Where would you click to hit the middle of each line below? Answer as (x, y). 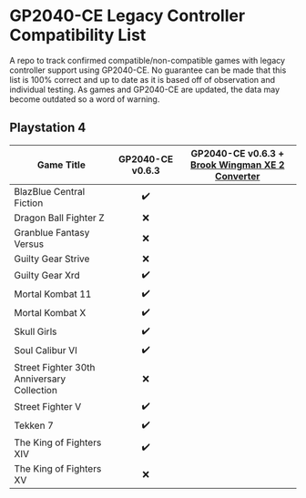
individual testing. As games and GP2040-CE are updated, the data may (145, 89)
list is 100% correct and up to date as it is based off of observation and (143, 79)
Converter (238, 176)
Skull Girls (36, 331)
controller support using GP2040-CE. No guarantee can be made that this (148, 70)
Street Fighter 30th (55, 367)
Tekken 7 (34, 426)
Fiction (29, 203)
